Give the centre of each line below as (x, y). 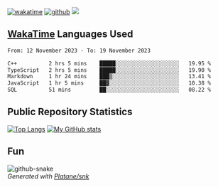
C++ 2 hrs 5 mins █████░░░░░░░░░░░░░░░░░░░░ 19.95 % (109, 63)
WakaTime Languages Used (70, 34)
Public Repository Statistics (70, 112)
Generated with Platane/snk (48, 176)
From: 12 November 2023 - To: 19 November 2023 (79, 50)
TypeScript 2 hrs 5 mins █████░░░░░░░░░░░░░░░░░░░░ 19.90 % (109, 70)
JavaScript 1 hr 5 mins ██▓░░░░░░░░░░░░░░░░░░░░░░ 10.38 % (109, 83)
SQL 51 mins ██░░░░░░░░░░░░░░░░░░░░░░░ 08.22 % (109, 90)
